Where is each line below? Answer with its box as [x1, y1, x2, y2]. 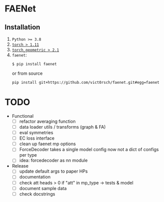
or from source [11, 70, 43, 76]
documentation [19, 174, 51, 180]
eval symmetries [19, 130, 53, 136]
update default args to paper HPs [19, 168, 88, 175]
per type [19, 152, 37, 158]
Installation [4, 23, 40, 31]
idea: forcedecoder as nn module [19, 158, 88, 164]
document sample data [19, 185, 67, 191]
